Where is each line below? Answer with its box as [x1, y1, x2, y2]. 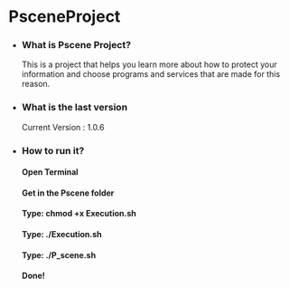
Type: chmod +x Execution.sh [21, 208, 137, 219]
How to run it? [21, 144, 85, 157]
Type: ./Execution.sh [21, 229, 103, 240]
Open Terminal [21, 167, 79, 178]
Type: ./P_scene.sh [21, 249, 97, 260]
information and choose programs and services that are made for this [21, 69, 281, 80]
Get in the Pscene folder [21, 187, 115, 198]
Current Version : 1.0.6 [21, 121, 105, 132]
